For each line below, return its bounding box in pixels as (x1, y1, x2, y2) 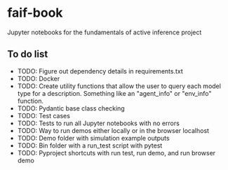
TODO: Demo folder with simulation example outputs (17, 134, 170, 142)
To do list (7, 48, 48, 60)
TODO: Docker (17, 74, 60, 83)
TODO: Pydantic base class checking (17, 104, 125, 113)
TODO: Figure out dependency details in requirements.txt (17, 66, 184, 75)
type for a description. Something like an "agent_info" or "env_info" (17, 89, 212, 97)
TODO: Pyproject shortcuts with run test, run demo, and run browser (17, 148, 216, 157)
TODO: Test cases (17, 111, 70, 120)
